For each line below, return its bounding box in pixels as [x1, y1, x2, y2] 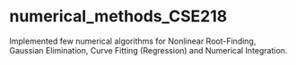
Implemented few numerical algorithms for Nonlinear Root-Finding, [9, 36, 257, 46]
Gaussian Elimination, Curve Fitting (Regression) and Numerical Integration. [9, 45, 288, 55]
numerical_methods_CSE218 [9, 6, 228, 27]
